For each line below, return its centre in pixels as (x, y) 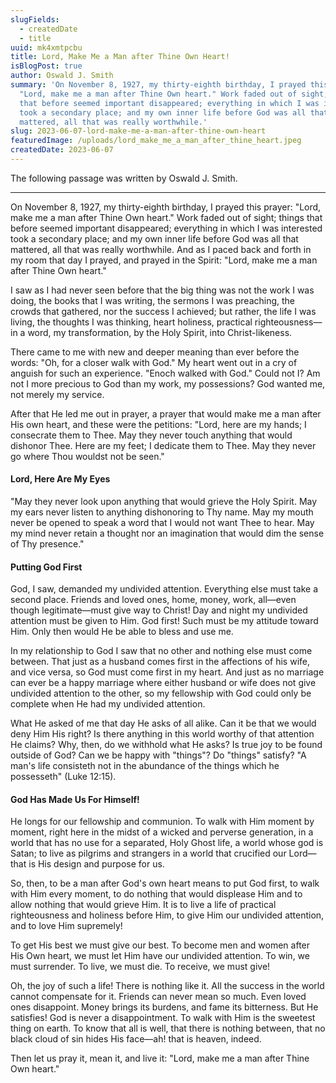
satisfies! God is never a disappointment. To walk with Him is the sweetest (163, 1018)
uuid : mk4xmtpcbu (46, 47)
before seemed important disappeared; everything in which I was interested (166, 228)
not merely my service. (57, 394)
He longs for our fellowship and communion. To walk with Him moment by (162, 822)
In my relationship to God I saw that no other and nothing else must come (161, 651)
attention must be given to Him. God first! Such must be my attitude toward (164, 621)
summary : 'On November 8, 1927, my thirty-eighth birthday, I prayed (158, 85)
